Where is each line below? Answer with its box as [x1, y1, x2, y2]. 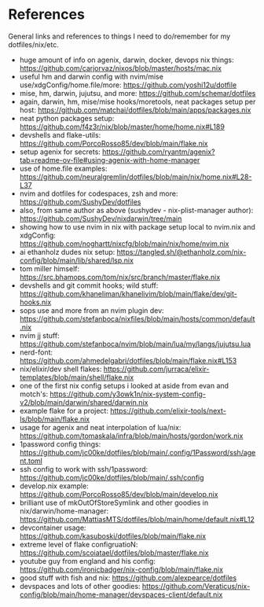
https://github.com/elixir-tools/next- [109, 406, 226, 415]
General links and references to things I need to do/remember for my [8, 31, 231, 41]
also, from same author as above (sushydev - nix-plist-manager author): [19, 205, 254, 215]
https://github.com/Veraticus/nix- [141, 581, 251, 590]
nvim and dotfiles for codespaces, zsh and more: [19, 189, 178, 198]
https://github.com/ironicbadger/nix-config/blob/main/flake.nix [19, 565, 224, 574]
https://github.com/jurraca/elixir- [103, 364, 210, 373]
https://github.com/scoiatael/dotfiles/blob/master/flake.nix [19, 548, 209, 557]
